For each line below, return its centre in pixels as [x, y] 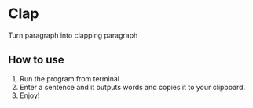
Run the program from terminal [70, 78]
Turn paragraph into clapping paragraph [73, 35]
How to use [36, 60]
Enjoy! [29, 95]
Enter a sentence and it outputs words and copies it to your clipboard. [132, 87]
